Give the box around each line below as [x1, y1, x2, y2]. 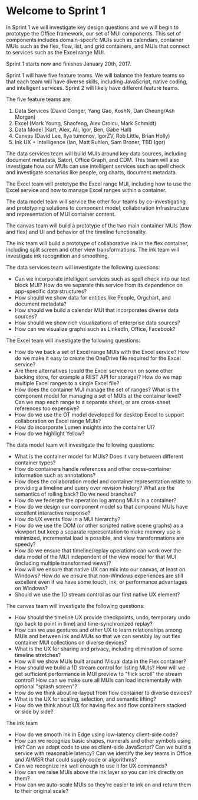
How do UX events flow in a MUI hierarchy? [14, 515, 121, 522]
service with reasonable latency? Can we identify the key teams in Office [14, 749, 192, 757]
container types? [14, 459, 56, 466]
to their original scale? [14, 787, 69, 794]
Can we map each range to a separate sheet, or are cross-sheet [14, 398, 171, 405]
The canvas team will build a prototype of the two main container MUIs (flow [6, 222, 192, 229]
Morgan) [14, 113, 36, 121]
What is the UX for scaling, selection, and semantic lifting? [14, 695, 156, 703]
